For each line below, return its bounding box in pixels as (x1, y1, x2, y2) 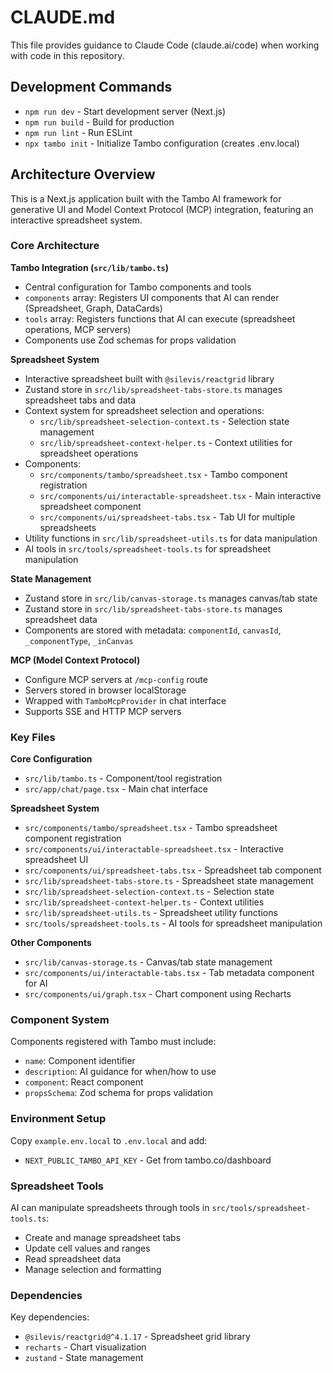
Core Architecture (10, 239, 100, 253)
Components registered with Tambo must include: (10, 1036, 217, 1048)
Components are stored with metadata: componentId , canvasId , (24, 624, 282, 636)
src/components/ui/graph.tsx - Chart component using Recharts (24, 988, 292, 1000)
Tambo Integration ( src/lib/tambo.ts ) (10, 261, 170, 273)
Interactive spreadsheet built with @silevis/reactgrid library (24, 372, 275, 385)
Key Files (10, 730, 56, 744)
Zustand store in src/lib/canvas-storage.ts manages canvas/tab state (24, 592, 318, 604)
